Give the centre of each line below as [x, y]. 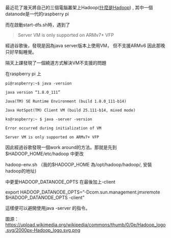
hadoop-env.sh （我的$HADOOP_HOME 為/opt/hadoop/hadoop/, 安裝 [79, 165]
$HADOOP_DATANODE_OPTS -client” [45, 198]
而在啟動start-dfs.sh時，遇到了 [38, 25]
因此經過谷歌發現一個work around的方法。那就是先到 [61, 147]
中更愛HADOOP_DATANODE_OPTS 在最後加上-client [60, 182]
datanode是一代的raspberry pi [37, 14]
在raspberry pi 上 [23, 74]
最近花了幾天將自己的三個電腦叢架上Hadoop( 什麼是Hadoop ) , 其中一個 [79, 7]
